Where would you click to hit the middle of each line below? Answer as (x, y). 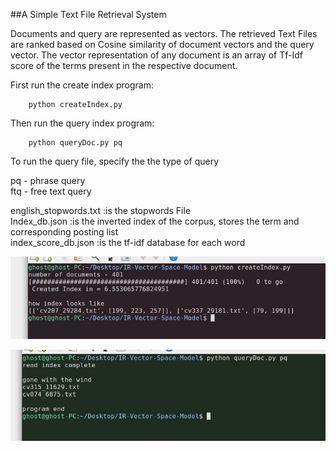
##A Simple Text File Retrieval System (88, 14)
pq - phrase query (48, 180)
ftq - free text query (51, 191)
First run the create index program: (82, 85)
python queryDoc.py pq (75, 143)
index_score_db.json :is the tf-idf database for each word (128, 242)
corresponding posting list (64, 232)
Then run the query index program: (82, 123)
